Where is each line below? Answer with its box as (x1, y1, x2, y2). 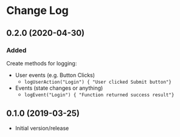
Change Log (6, 4, 69, 18)
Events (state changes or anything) (15, 84, 103, 92)
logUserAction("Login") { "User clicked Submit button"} (24, 79, 172, 85)
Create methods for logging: (6, 59, 77, 67)
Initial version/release (15, 124, 69, 132)
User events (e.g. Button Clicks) (15, 71, 95, 79)
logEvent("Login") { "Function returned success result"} (24, 92, 175, 98)
